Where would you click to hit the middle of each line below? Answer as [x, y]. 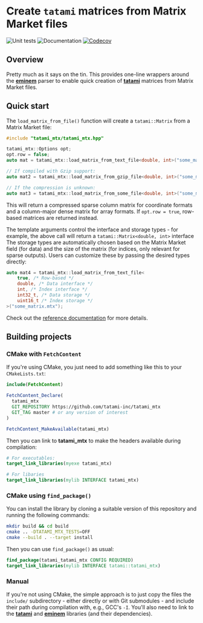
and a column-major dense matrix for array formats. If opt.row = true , [94, 211]
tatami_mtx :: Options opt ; [39, 149]
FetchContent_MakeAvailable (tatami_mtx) [58, 429]
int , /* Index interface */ [52, 289]
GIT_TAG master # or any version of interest [70, 412]
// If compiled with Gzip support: [51, 171]
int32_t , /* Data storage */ [54, 295]
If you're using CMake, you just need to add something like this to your [94, 367]
